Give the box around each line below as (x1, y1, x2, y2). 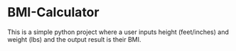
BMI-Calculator (7, 4, 100, 21)
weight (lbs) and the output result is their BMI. (7, 35, 141, 43)
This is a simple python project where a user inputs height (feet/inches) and (7, 28, 229, 36)
